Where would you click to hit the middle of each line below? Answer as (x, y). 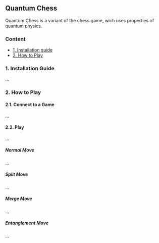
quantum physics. (24, 26)
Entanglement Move (27, 223)
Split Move (17, 174)
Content (16, 39)
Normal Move (20, 150)
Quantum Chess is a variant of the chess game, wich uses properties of (80, 20)
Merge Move (19, 199)
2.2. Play (15, 127)
